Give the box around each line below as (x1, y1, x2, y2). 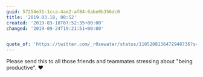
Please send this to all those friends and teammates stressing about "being (6, 58, 193, 65)
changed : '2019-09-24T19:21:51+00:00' (6, 25, 104, 32)
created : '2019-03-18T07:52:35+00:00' (6, 20, 104, 26)
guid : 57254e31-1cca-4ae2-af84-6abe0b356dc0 (6, 8, 120, 15)
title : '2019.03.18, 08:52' (6, 14, 77, 20)
